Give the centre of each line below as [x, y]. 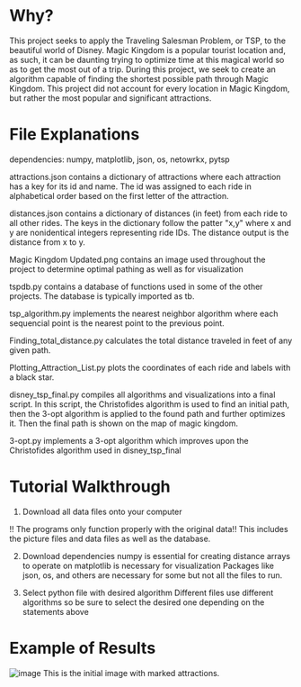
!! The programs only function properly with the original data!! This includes [149, 529]
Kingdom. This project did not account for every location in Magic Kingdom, [150, 88]
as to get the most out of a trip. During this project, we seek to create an [143, 69]
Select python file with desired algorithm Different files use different [148, 592]
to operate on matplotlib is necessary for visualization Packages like [148, 565]
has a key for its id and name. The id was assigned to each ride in [130, 186]
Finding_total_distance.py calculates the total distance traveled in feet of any [151, 340]
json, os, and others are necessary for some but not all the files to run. [152, 575]
